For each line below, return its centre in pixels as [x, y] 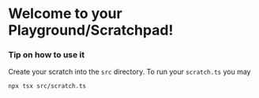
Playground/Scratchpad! [91, 30]
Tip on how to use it [47, 55]
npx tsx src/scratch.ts [47, 86]
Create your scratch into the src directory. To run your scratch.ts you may [129, 72]
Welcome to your [65, 14]
